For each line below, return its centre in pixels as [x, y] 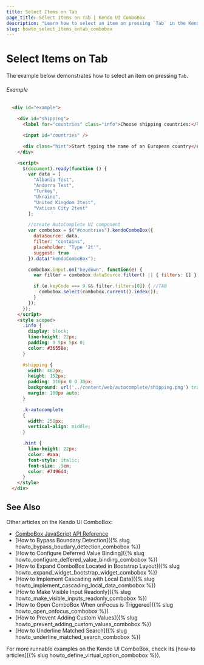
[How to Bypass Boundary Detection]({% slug [72, 540]
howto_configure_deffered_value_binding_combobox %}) [86, 559]
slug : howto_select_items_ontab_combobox [59, 29]
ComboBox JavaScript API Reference [62, 534]
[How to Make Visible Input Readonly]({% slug [73, 592]
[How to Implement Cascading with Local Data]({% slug [85, 579]
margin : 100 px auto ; [54, 393]
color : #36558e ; [49, 348]
